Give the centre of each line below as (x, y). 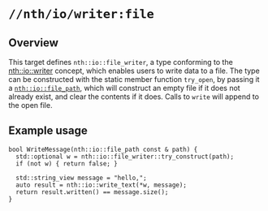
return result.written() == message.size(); (92, 192)
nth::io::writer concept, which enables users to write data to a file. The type (134, 71)
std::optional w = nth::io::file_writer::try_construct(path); (125, 157)
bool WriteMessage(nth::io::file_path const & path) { (103, 149)
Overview (34, 43)
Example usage (48, 131)
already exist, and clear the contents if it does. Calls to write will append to (134, 97)
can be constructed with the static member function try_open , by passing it (134, 79)
